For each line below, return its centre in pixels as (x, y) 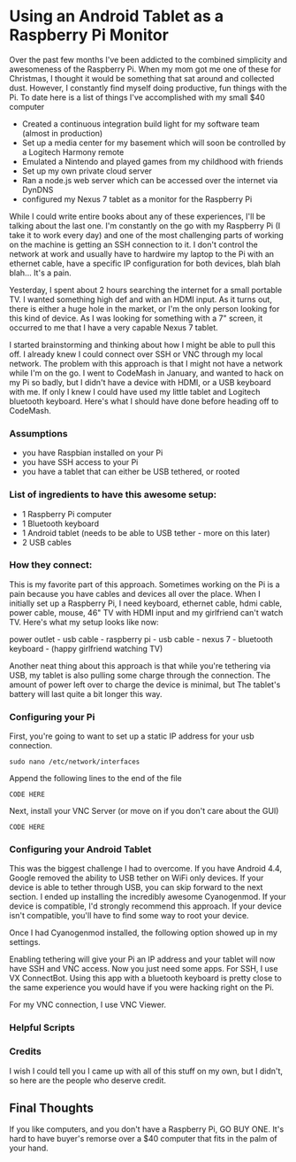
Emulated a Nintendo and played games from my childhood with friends (152, 161)
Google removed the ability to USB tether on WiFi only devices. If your (137, 878)
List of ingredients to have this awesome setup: (113, 495)
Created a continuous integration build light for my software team (141, 124)
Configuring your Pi (52, 717)
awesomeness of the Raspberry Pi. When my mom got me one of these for (145, 69)
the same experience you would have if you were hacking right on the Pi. (142, 988)
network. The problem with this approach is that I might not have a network (146, 363)
